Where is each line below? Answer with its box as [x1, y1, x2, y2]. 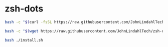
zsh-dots [5, 3, 44, 14]
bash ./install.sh [5, 37, 43, 42]
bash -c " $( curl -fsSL [5, 19, 52, 24]
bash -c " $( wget [5, 28, 39, 33]
